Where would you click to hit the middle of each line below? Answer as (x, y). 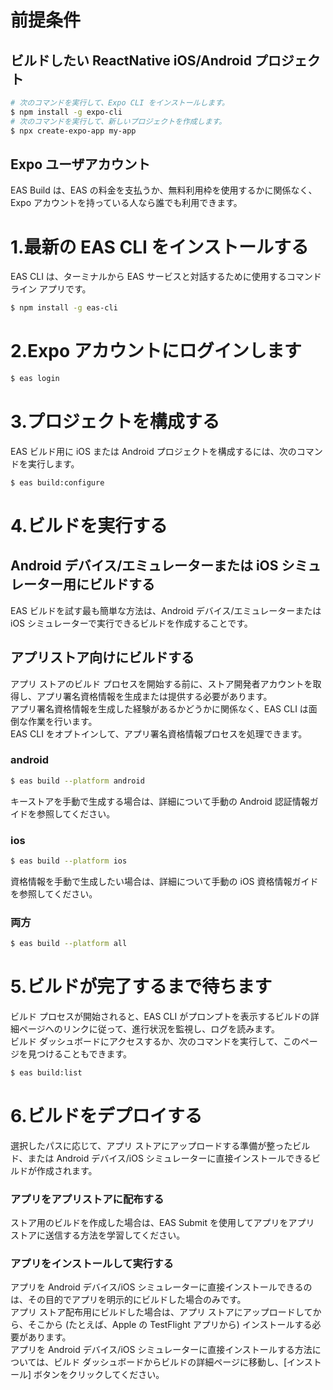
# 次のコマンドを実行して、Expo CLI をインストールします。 (120, 103)
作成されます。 (67, 1170)
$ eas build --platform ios (69, 861)
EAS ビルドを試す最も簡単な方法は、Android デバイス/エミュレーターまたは (166, 610)
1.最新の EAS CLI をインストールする (159, 247)
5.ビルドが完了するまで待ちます (141, 987)
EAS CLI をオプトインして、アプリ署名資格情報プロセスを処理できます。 (159, 733)
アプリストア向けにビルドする (102, 657)
